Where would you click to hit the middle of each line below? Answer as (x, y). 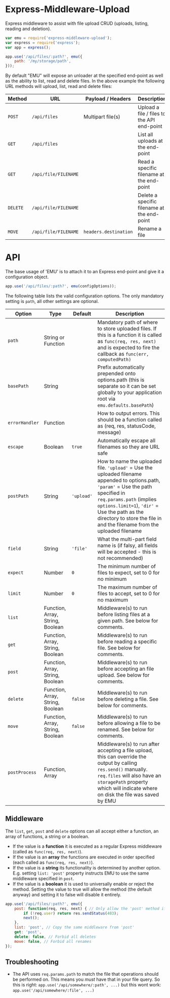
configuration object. (27, 277)
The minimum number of (126, 566)
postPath (18, 496)
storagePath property (123, 782)
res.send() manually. (122, 769)
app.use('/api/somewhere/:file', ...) (53, 991)
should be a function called (130, 420)
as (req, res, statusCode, (126, 426)
